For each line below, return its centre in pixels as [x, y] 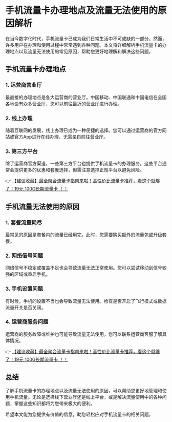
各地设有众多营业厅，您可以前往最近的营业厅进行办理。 [63, 104]
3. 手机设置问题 [24, 289]
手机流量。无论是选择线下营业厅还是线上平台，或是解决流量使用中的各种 [86, 397]
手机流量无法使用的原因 [42, 207]
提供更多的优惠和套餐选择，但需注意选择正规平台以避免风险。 [79, 170]
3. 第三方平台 [21, 151]
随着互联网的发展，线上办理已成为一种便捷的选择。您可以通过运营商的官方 [84, 130]
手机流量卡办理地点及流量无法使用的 [82, 11]
